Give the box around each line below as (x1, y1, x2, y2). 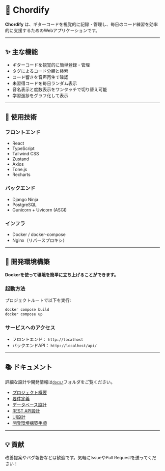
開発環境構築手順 (12, 420, 47, 426)
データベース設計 (12, 402, 47, 408)
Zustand (12, 156, 29, 162)
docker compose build (5, 307, 50, 312)
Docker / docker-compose (12, 232, 66, 237)
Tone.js (12, 167, 27, 173)
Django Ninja (12, 196, 38, 202)
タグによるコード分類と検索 (12, 68, 69, 74)
